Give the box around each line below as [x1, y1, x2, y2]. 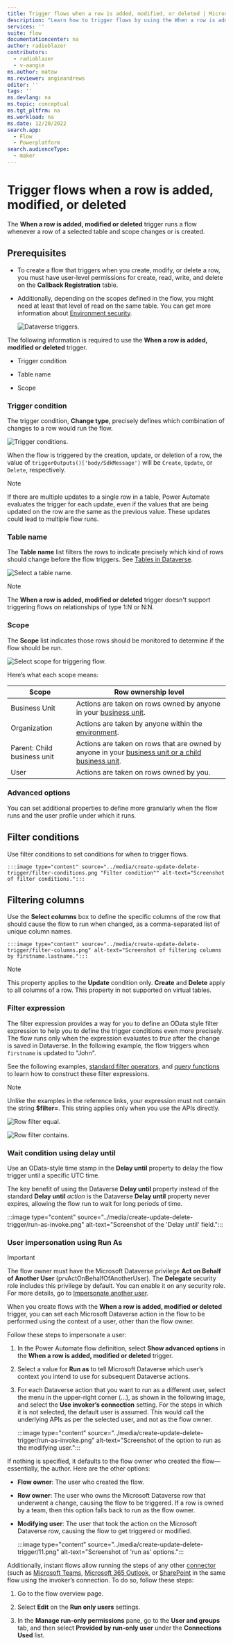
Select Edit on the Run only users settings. [17, 1603, 141, 1612]
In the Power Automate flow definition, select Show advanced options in [17, 1344, 225, 1353]
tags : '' [7, 88, 33, 94]
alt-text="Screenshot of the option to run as [96, 1436, 221, 1445]
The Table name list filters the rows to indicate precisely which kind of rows [7, 548, 224, 556]
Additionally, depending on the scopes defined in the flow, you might [17, 294, 214, 302]
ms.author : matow [7, 68, 58, 75]
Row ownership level [114, 687, 185, 697]
